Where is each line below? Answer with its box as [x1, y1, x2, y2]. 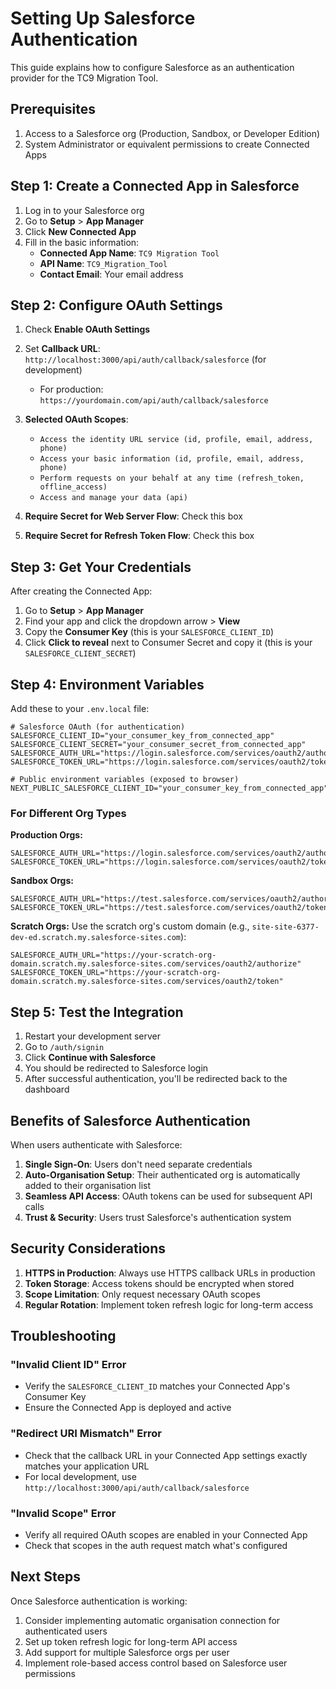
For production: [39, 383, 104, 396]
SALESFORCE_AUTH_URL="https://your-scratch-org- [10, 950, 217, 961]
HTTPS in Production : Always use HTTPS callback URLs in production [24, 1267, 316, 1279]
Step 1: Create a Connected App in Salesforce [10, 178, 300, 195]
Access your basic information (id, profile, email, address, [39, 454, 305, 464]
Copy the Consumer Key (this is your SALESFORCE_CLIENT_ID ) [24, 626, 274, 638]
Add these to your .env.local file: [10, 703, 150, 714]
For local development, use [24, 1470, 137, 1482]
